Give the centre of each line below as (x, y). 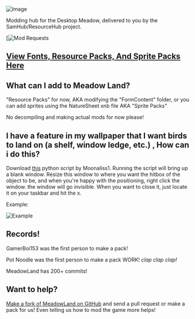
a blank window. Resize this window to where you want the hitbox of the (93, 174)
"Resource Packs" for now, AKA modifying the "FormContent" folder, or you (98, 100)
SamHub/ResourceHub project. (44, 27)
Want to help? (32, 289)
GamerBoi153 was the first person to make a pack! (67, 248)
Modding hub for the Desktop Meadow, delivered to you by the (82, 20)
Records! (23, 234)
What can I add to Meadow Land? (68, 85)
